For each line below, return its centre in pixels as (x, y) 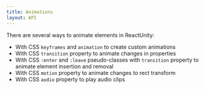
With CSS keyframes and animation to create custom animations (95, 47)
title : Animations (30, 12)
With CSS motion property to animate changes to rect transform (95, 73)
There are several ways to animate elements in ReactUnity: (80, 35)
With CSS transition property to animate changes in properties (95, 53)
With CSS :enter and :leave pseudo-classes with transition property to (107, 60)
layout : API (21, 18)
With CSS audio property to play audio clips (70, 79)
